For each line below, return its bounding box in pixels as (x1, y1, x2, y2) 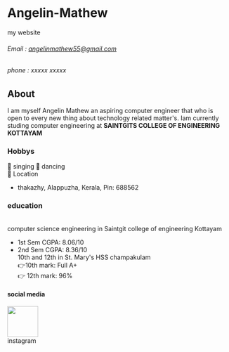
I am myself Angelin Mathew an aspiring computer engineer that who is (7, 107, 214, 115)
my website (7, 28, 41, 37)
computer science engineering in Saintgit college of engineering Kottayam (7, 224, 223, 233)
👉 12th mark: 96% (17, 271, 73, 280)
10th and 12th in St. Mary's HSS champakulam (17, 253, 151, 261)
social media (7, 290, 46, 299)
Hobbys (7, 146, 35, 156)
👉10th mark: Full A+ (17, 261, 77, 269)
